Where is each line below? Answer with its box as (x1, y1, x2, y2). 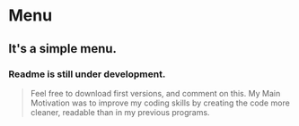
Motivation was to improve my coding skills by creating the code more (30, 97, 291, 108)
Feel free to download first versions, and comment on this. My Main (30, 88, 281, 98)
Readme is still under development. (8, 68, 166, 80)
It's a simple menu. (8, 41, 118, 56)
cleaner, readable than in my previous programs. (30, 106, 210, 117)
